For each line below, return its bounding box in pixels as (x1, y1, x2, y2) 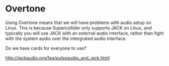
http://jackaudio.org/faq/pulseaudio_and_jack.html (5, 54, 110, 60)
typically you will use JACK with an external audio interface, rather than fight (5, 30, 164, 36)
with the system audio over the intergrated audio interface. (5, 35, 127, 41)
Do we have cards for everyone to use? (5, 45, 87, 51)
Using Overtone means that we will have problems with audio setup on (5, 19, 152, 25)
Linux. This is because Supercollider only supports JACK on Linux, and (5, 24, 152, 30)
